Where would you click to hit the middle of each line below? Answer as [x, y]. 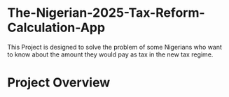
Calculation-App [56, 28]
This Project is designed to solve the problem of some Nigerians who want [115, 47]
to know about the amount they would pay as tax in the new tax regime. [110, 54]
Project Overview [59, 83]
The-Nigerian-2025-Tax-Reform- [106, 13]
